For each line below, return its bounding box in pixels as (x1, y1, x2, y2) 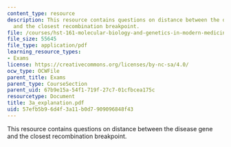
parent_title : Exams (7, 73, 67, 81)
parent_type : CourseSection (7, 80, 88, 87)
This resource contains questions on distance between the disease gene (7, 124, 213, 133)
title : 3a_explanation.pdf (7, 100, 85, 106)
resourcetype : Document (7, 93, 76, 100)
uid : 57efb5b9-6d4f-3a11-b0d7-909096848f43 (7, 106, 134, 113)
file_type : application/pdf (7, 42, 88, 49)
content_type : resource (7, 10, 76, 17)
